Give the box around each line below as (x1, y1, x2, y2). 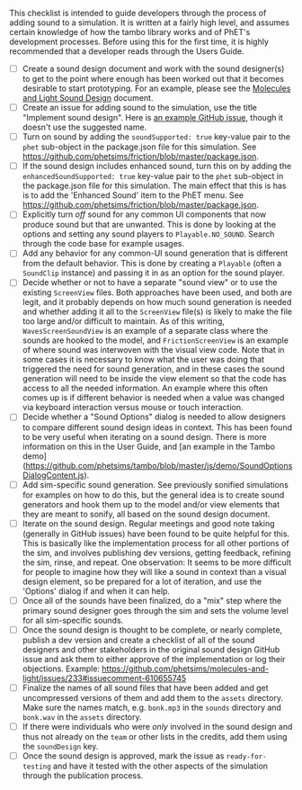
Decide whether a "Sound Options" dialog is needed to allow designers (22, 411, 286, 422)
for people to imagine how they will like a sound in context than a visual (22, 566, 287, 577)
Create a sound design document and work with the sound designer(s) (22, 63, 285, 74)
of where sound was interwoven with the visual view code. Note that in (22, 345, 285, 355)
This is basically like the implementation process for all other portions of (22, 537, 289, 548)
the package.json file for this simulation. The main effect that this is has (22, 180, 287, 192)
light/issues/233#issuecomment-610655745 (22, 672, 187, 683)
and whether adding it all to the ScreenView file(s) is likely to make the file (22, 306, 292, 318)
